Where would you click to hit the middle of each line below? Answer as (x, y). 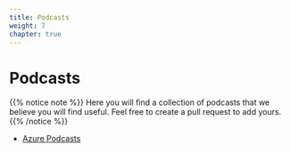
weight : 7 (28, 26)
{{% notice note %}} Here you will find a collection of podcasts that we (140, 102)
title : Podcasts (39, 17)
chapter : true (36, 34)
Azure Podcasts (51, 139)
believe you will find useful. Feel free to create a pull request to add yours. (145, 112)
